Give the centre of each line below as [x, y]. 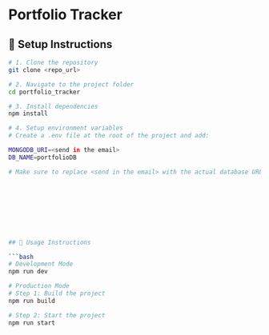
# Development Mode [41, 264]
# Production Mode [39, 286]
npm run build [32, 301]
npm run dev [28, 272]
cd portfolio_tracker [44, 92]
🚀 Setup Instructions [60, 44]
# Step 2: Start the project [57, 315]
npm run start [32, 323]
